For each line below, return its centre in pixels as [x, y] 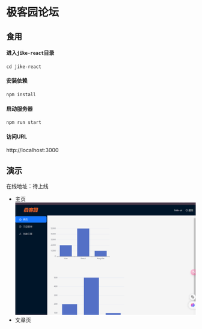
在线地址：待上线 [27, 186]
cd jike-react [24, 67]
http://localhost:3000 [32, 150]
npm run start [24, 123]
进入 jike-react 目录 [30, 53]
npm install [21, 94]
